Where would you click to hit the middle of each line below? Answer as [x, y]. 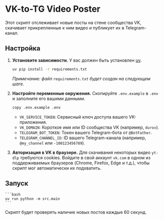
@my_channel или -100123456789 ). [52, 143]
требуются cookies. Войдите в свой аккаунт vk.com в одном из [85, 157]
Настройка [23, 48]
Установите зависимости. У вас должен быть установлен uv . [77, 60]
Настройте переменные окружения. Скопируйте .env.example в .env [85, 93]
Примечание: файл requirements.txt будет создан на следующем [81, 78]
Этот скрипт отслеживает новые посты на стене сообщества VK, [73, 23]
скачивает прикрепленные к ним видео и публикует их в [65, 27]
